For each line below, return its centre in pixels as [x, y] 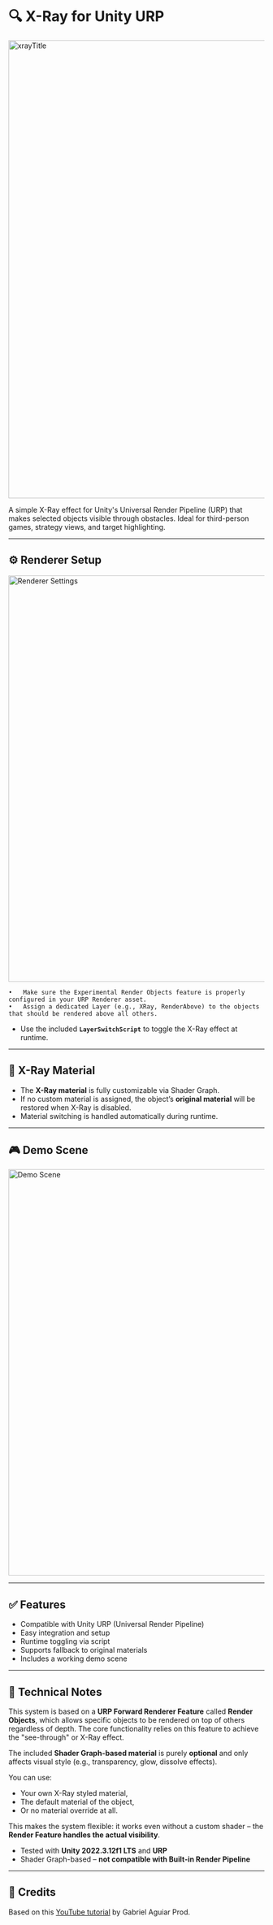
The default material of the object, [77, 1802]
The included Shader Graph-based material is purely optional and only [128, 1753]
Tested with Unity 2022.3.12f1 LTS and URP [94, 1851]
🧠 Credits [32, 1892]
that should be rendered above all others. [83, 1013]
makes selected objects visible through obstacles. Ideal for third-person [129, 518]
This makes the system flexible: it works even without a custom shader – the [136, 1826]
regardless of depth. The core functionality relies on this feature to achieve [134, 1729]
